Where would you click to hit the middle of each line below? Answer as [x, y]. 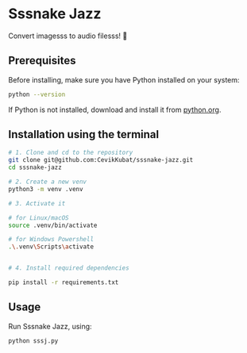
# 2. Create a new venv [48, 182]
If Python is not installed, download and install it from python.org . [115, 109]
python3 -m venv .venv [46, 189]
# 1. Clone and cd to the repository [71, 153]
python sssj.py [33, 341]
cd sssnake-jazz [35, 167]
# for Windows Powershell [51, 240]
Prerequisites [42, 61]
